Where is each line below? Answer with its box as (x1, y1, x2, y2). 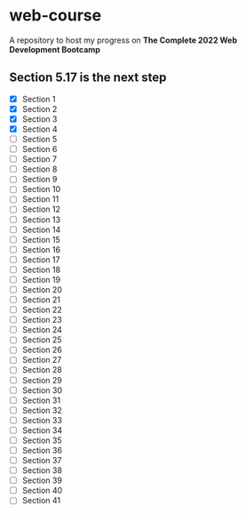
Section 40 (21, 486, 63, 496)
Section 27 (21, 355, 62, 365)
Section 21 (21, 294, 60, 305)
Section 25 (21, 334, 62, 345)
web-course (9, 5, 102, 26)
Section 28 (21, 365, 62, 375)
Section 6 (21, 144, 58, 155)
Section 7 (21, 154, 58, 165)
